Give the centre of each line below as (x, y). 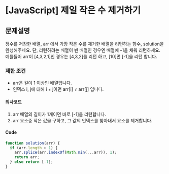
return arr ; (27, 157)
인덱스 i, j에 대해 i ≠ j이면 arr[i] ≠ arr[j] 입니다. (58, 89)
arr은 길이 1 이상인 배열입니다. (42, 83)
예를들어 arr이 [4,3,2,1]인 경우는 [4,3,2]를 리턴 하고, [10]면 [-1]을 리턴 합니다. (81, 57)
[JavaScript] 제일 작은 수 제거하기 (73, 10)
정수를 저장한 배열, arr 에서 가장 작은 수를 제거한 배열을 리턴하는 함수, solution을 (84, 44)
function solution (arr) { (32, 143)
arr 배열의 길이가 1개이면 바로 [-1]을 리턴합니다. (59, 114)
